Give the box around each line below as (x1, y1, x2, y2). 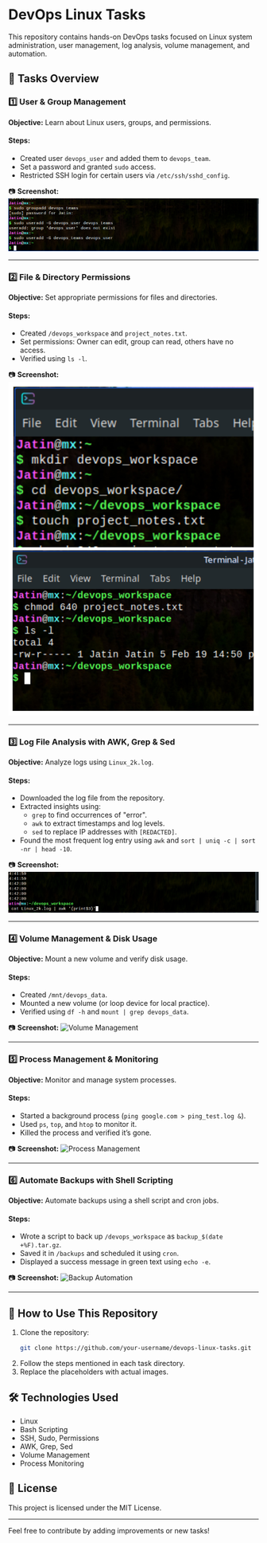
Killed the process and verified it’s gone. (19, 1128, 152, 1137)
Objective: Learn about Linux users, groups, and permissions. (8, 117, 212, 127)
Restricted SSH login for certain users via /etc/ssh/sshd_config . (19, 170, 230, 180)
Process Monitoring (19, 1459, 85, 1468)
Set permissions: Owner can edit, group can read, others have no (19, 337, 234, 347)
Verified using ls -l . (19, 354, 87, 363)
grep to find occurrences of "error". (31, 811, 148, 820)
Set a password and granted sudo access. (19, 162, 157, 171)
